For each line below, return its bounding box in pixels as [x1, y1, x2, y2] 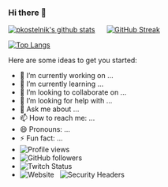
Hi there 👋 [8, 7, 47, 18]
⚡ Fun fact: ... [19, 133, 63, 143]
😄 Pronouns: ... [19, 125, 71, 134]
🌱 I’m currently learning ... [19, 79, 104, 89]
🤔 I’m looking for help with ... [19, 96, 113, 106]
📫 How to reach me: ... [19, 114, 95, 123]
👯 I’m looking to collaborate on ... [19, 88, 127, 97]
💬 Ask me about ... [19, 104, 80, 114]
